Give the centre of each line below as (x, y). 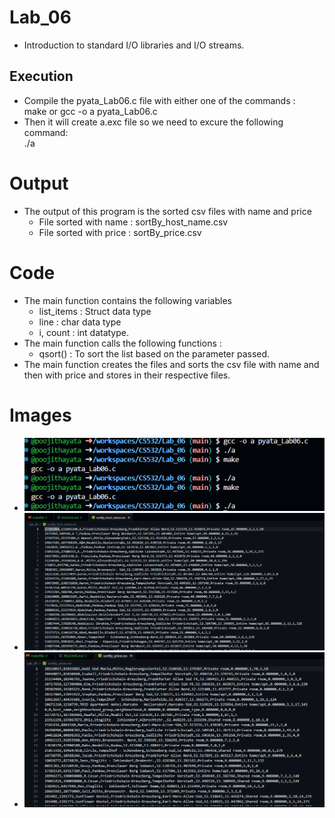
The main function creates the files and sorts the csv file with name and (171, 364)
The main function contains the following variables (127, 300)
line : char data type (80, 322)
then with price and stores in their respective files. (127, 375)
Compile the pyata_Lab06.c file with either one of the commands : (159, 100)
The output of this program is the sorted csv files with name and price (167, 211)
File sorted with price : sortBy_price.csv (120, 232)
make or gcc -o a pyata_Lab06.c (90, 111)
